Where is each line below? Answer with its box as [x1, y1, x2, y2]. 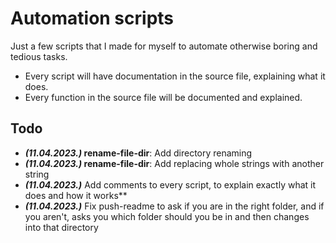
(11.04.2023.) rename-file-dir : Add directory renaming [24, 147, 253, 159]
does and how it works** [24, 189, 128, 201]
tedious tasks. [10, 50, 68, 62]
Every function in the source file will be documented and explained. [24, 91, 303, 103]
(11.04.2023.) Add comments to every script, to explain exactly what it [24, 178, 317, 191]
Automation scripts [10, 7, 175, 30]
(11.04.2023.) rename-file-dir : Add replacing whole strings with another [24, 157, 325, 169]
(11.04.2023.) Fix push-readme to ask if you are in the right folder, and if [24, 200, 325, 212]
